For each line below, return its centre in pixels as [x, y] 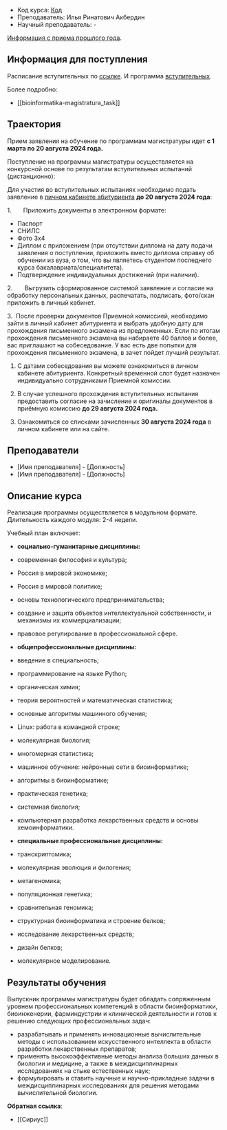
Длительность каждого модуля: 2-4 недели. [72, 520]
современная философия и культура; [72, 560]
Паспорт [30, 224]
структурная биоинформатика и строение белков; [91, 921]
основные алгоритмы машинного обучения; [82, 714]
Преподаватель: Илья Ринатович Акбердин [81, 17]
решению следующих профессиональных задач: [79, 1021]
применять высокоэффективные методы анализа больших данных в [118, 1056]
